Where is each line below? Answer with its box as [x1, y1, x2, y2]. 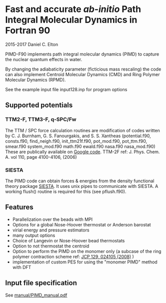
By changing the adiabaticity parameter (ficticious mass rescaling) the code [5, 66, 161, 72]
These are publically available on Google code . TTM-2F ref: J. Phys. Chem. [5, 149, 160, 155]
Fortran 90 [5, 25, 50, 36]
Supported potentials [5, 101, 73, 110]
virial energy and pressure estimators [12, 227, 89, 233]
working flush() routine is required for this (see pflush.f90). [5, 188, 126, 194]
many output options [12, 232, 55, 238]
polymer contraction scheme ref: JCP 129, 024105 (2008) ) [12, 253, 134, 259]
